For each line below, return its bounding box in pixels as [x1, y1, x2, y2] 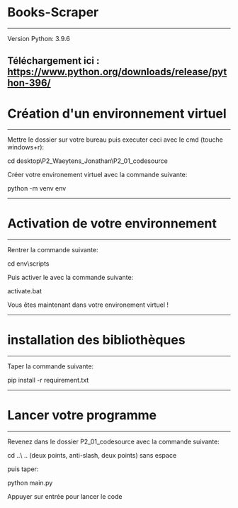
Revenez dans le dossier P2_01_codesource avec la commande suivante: [7, 437, 220, 446]
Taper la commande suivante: [7, 362, 94, 371]
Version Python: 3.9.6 [7, 34, 71, 43]
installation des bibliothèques [7, 332, 186, 348]
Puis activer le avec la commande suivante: [7, 273, 134, 282]
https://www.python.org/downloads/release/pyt [7, 66, 227, 78]
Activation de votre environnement [7, 215, 217, 232]
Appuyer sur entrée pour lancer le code [7, 492, 123, 501]
